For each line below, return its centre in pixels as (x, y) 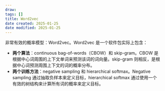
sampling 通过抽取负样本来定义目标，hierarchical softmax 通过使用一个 (84, 78)
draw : (11, 10)
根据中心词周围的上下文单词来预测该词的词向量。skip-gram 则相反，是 (84, 59)
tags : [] (14, 14)
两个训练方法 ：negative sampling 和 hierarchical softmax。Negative (81, 71)
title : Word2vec (22, 19)
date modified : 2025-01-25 (33, 28)
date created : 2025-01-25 (32, 23)
